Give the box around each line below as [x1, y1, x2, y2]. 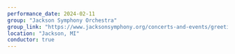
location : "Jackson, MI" [7, 29, 80, 37]
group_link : [7, 23, 42, 30]
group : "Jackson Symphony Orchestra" [7, 17, 117, 24]
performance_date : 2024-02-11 [7, 10, 96, 18]
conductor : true [7, 36, 55, 43]
